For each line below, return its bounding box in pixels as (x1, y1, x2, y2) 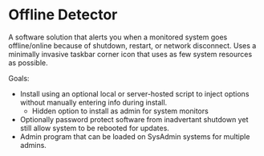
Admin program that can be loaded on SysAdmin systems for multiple (19, 131, 250, 142)
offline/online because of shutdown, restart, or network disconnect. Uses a (8, 40, 257, 50)
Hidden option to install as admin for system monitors (31, 106, 209, 116)
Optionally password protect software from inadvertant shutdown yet (19, 114, 249, 124)
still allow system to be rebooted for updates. (19, 123, 170, 133)
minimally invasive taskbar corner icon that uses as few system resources (8, 49, 253, 59)
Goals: (8, 73, 30, 83)
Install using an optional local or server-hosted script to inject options (19, 88, 250, 98)
